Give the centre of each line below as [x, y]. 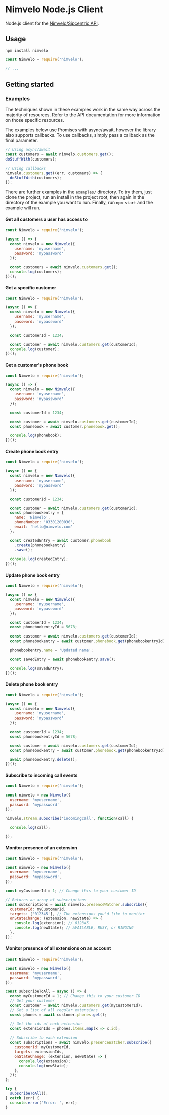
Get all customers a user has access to [47, 219]
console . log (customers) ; [36, 272]
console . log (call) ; [30, 827]
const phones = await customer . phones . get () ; [58, 1015]
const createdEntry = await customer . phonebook [61, 540]
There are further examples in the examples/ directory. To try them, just [79, 192]
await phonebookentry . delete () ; [44, 759]
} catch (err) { [22, 1098]
